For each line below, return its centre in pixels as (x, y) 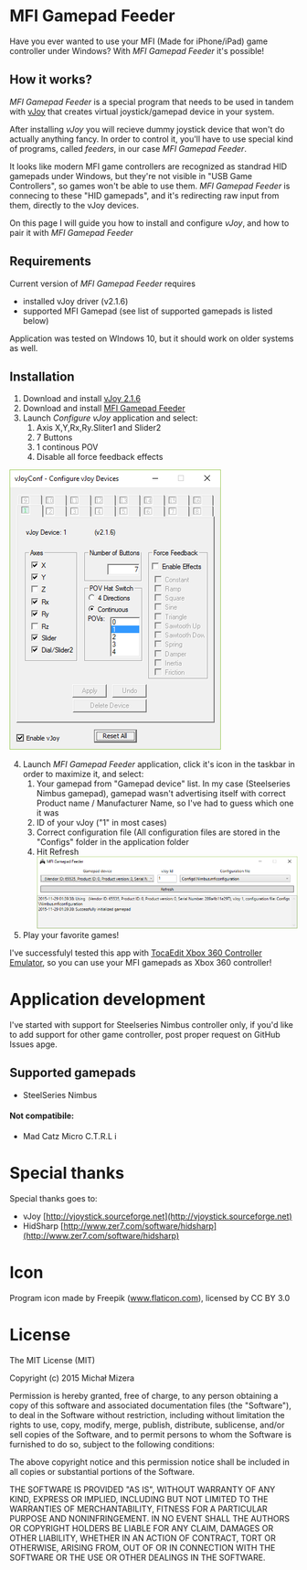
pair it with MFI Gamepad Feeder (72, 232)
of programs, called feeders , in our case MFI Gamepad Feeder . (128, 148)
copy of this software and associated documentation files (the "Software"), (151, 1405)
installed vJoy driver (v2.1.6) (75, 301)
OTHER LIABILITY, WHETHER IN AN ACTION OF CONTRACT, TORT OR (143, 1538)
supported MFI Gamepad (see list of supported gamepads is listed (148, 311)
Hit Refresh (58, 852)
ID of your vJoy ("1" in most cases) (101, 823)
